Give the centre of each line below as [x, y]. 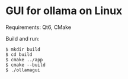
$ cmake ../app [24, 60]
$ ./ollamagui [23, 70]
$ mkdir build [23, 49]
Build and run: [23, 38]
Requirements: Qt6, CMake [39, 27]
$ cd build [19, 54]
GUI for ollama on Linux [64, 11]
